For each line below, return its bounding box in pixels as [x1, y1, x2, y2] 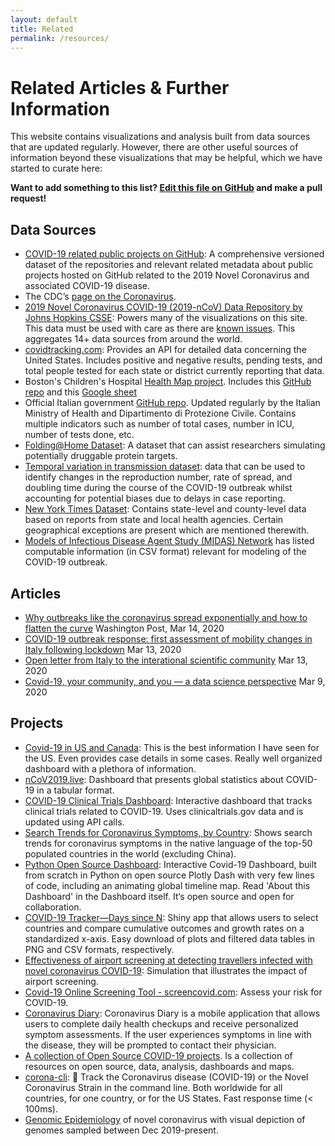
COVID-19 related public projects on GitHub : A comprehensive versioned [24, 248, 325, 260]
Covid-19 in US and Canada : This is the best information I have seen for [24, 741, 320, 753]
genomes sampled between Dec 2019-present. [24, 1124, 219, 1136]
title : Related [10, 24, 74, 34]
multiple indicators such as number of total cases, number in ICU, [24, 418, 295, 430]
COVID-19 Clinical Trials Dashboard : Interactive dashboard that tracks [24, 794, 313, 806]
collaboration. [24, 901, 82, 913]
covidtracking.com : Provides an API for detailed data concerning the [24, 344, 307, 356]
